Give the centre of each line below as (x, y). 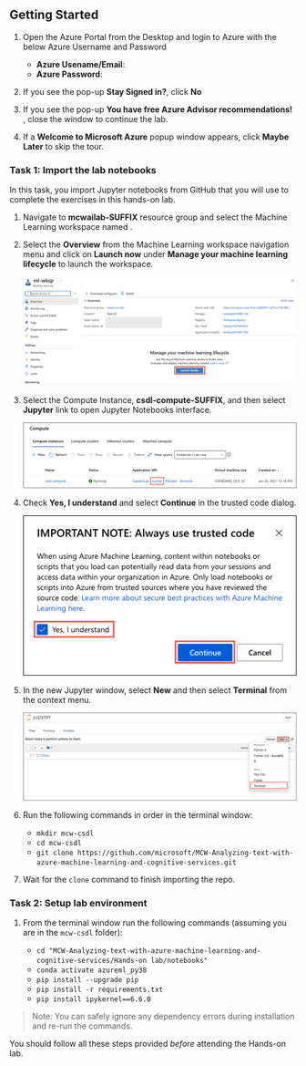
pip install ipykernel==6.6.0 (94, 999)
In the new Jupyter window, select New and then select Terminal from (155, 690)
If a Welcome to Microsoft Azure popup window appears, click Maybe (156, 137)
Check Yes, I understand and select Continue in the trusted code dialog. (159, 503)
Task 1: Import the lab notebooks (83, 170)
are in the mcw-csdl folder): (72, 933)
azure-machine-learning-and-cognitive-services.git (136, 863)
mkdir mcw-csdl (65, 833)
